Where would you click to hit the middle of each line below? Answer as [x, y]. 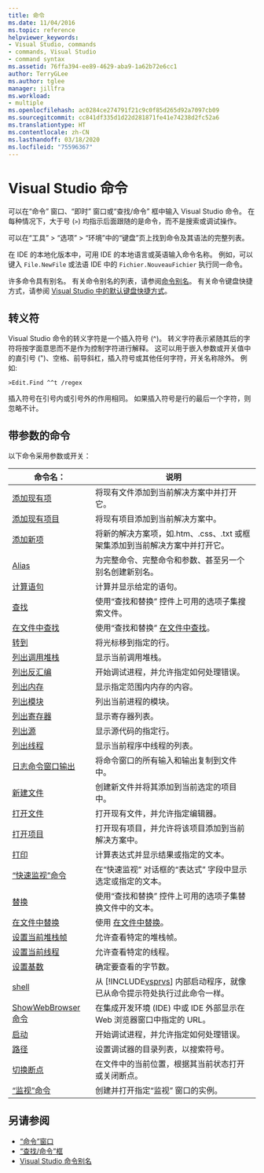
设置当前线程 [36, 951]
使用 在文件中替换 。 [132, 922]
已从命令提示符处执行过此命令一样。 [162, 993]
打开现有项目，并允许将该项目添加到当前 [170, 828]
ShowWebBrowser [46, 1007]
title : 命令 [26, 15]
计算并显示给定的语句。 [139, 586]
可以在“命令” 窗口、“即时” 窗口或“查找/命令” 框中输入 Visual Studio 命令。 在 [132, 211]
